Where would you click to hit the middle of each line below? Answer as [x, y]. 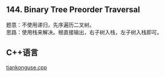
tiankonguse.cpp [27, 67]
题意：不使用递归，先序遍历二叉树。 [50, 25]
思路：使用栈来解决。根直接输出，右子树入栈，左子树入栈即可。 [84, 32]
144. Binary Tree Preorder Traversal [73, 10]
